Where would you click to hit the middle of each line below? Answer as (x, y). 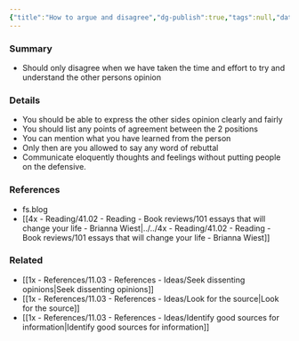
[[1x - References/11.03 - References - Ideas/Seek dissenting (133, 280)
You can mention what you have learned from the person (126, 139)
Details (25, 100)
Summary (31, 48)
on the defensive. (54, 167)
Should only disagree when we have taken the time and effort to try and (154, 67)
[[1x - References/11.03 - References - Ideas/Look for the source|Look (150, 298)
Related (26, 260)
